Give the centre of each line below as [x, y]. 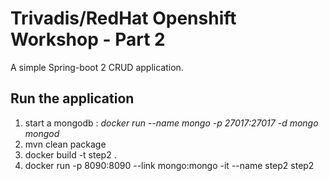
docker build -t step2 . [70, 154]
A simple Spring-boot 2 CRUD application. [97, 67]
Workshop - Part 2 [88, 39]
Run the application [72, 98]
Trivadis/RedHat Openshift [123, 18]
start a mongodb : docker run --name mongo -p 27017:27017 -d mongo [171, 123]
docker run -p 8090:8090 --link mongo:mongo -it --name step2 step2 [169, 165]
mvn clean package [65, 144]
